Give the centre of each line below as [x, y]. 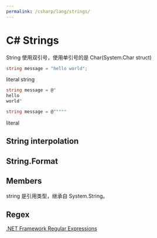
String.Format [32, 161]
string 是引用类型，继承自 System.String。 [57, 196]
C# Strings [33, 40]
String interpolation [42, 141]
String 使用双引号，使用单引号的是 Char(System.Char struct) [79, 57]
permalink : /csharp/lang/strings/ [48, 11]
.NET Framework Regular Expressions [52, 229]
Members [24, 181]
